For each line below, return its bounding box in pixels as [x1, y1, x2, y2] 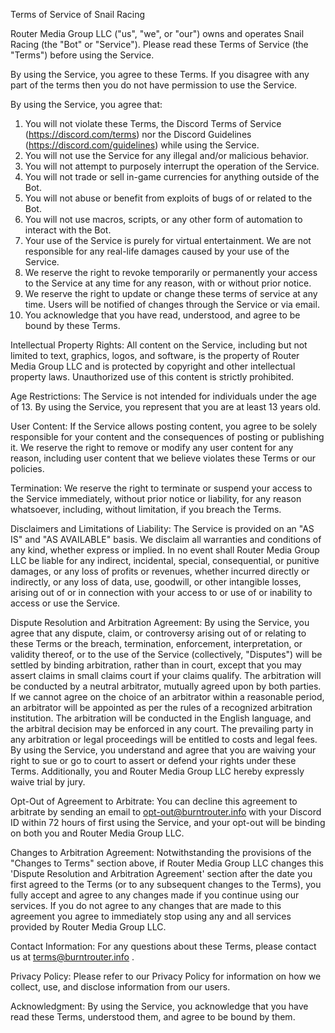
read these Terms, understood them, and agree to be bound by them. [10, 1011, 296, 1023]
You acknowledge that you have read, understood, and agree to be [24, 309, 301, 321]
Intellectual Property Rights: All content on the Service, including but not [10, 339, 308, 351]
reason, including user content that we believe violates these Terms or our [10, 452, 317, 464]
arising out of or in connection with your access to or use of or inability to [10, 587, 313, 598]
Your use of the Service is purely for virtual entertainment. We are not [24, 235, 312, 246]
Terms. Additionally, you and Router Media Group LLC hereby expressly [10, 765, 305, 777]
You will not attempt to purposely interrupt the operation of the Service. [24, 160, 320, 172]
